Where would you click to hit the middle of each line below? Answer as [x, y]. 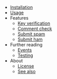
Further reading [26, 45]
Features [19, 18]
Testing [25, 55]
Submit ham [30, 39]
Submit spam [31, 34]
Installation [21, 7]
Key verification [34, 23]
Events [24, 50]
